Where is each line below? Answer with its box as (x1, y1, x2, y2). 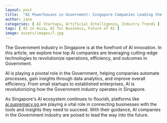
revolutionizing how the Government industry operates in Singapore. (5, 86, 146, 92)
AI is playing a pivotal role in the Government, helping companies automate (5, 70, 159, 76)
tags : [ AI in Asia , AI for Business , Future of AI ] (5, 26, 120, 31)
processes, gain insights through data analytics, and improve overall (5, 76, 146, 81)
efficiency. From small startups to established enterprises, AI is (5, 81, 135, 87)
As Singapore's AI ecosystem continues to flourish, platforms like (5, 96, 139, 102)
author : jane (5, 17, 32, 22)
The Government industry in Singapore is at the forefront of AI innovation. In (5, 45, 162, 50)
